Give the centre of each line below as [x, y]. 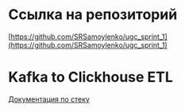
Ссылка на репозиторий [93, 15]
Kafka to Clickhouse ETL [91, 77]
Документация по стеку [49, 99]
